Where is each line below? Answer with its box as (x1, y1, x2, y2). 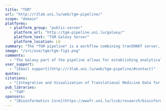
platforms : (5, 21, 28, 26)
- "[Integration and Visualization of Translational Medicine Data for (9, 80, 161, 85)
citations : (5, 76, 28, 81)
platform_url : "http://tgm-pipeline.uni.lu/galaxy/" (14, 30, 125, 35)
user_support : (5, 62, 35, 67)
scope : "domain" (5, 16, 39, 21)
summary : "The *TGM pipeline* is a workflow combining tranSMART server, (5, 44, 161, 49)
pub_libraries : (5, 84, 37, 90)
